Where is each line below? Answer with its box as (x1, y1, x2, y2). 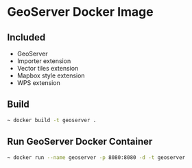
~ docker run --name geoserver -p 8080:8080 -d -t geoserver (7, 154, 186, 161)
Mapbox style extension (16, 71, 85, 80)
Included (7, 32, 46, 43)
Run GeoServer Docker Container (7, 136, 153, 147)
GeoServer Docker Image (7, 4, 154, 20)
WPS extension (16, 79, 60, 86)
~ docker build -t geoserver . (7, 117, 97, 123)
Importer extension (16, 57, 71, 65)
